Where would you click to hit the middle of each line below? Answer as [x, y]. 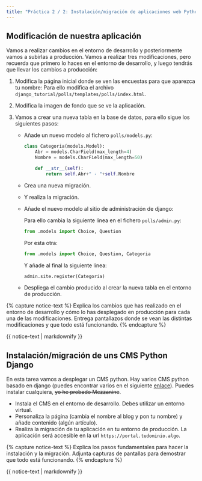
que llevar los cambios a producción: [52, 70]
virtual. [23, 410]
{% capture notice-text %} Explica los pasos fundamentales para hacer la [97, 447]
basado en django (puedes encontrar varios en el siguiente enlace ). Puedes [100, 386]
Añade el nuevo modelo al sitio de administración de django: [99, 208]
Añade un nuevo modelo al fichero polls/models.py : [88, 135]
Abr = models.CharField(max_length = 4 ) [84, 152]
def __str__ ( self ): [60, 169]
